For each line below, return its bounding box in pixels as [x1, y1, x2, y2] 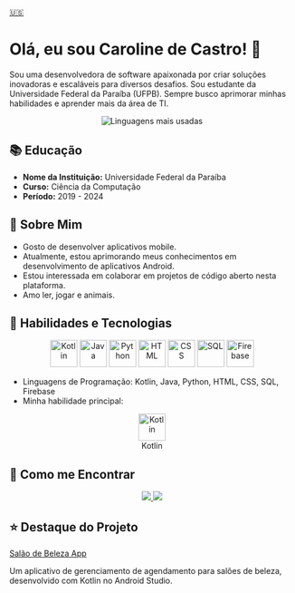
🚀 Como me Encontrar [9, 466, 136, 482]
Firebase [22, 386, 56, 397]
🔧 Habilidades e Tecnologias [9, 316, 173, 331]
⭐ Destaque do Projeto [9, 520, 138, 535]
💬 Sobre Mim [9, 217, 83, 233]
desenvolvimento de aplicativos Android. [22, 260, 175, 271]
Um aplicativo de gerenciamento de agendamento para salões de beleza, [9, 566, 282, 576]
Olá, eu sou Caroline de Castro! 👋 [9, 39, 262, 60]
